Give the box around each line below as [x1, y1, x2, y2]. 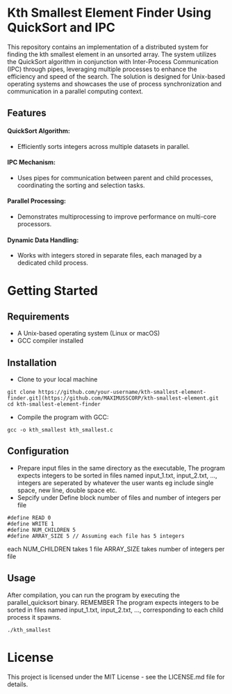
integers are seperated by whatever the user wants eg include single [17, 478, 214, 487]
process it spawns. [7, 613, 61, 621]
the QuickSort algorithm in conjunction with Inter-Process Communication [7, 57, 219, 65]
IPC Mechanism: [7, 158, 56, 166]
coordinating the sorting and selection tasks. [17, 181, 145, 189]
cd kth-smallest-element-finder [7, 400, 101, 408]
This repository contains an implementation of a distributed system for [7, 42, 208, 51]
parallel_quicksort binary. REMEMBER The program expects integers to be [7, 598, 219, 606]
